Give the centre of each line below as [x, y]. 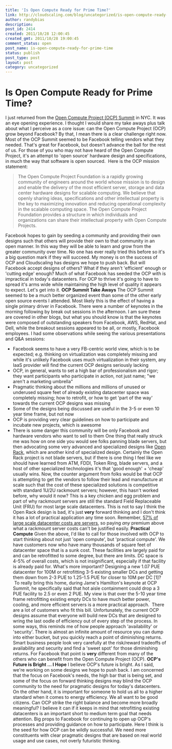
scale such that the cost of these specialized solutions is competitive [85, 485]
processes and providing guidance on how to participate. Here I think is [88, 724]
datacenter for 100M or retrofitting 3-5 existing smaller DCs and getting [88, 572]
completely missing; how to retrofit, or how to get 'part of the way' [83, 398]
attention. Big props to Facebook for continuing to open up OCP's [82, 719]
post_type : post [23, 58]
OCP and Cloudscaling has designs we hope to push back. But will [76, 263]
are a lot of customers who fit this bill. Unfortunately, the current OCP [86, 610]
